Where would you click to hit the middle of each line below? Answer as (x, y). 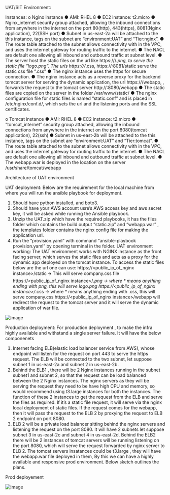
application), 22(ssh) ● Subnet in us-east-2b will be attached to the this (80, 135)
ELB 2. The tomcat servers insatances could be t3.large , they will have (87, 451)
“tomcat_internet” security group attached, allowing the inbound (72, 125)
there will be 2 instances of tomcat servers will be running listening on (86, 440)
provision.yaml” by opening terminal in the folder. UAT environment (83, 246)
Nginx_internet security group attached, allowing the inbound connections (83, 23)
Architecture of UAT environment (40, 177)
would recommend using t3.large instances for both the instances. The (87, 391)
